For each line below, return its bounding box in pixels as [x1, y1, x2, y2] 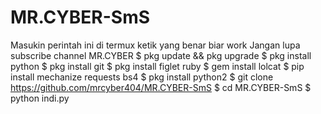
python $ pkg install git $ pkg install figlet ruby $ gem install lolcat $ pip [10, 60, 305, 72]
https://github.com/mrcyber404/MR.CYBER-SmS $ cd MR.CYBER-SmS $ [10, 81, 312, 93]
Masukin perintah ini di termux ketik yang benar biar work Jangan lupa [10, 39, 301, 51]
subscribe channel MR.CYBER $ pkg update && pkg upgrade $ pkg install [10, 49, 312, 61]
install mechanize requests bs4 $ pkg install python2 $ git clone [10, 71, 274, 83]
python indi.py [10, 92, 70, 104]
